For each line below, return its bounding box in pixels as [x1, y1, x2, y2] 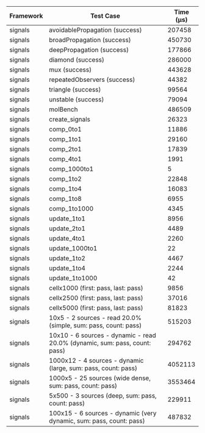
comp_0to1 [48, 125, 82, 133]
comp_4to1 [48, 155, 82, 163]
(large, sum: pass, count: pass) [48, 364, 137, 372]
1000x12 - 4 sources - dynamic [48, 357, 144, 365]
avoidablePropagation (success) [48, 26, 142, 34]
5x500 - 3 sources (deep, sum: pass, [48, 391, 157, 399]
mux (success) [48, 65, 92, 74]
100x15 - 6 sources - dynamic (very [48, 409, 157, 417]
